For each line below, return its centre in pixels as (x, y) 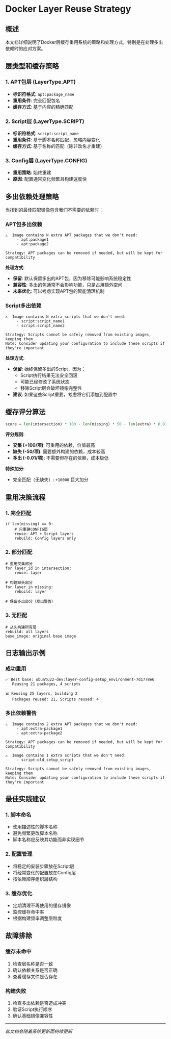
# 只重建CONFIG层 (31, 529)
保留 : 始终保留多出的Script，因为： (49, 369)
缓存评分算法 (25, 412)
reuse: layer (28, 573)
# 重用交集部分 (19, 564)
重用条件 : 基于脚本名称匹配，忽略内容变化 (56, 140)
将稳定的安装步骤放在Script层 (44, 866)
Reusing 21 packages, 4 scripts (46, 684)
